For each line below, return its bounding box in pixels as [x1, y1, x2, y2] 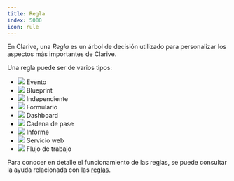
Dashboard [26, 112, 58, 120]
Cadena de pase [26, 120, 74, 128]
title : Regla [7, 10, 46, 18]
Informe [26, 128, 49, 137]
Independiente [26, 95, 69, 103]
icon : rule [7, 23, 39, 30]
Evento [26, 78, 47, 86]
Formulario [26, 103, 58, 112]
